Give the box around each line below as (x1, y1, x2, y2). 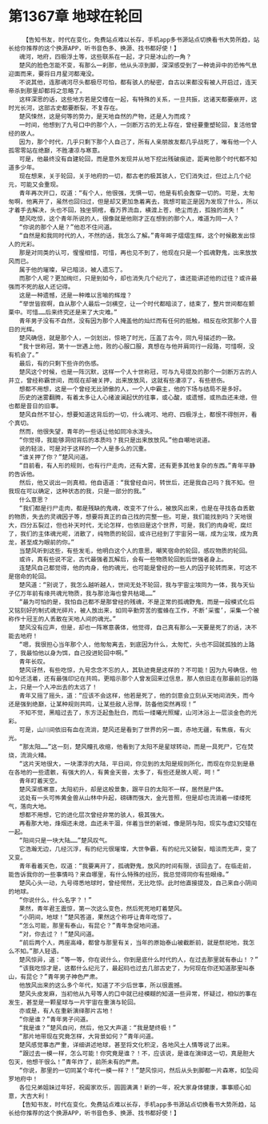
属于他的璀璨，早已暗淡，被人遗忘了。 (18, 265, 126, 273)
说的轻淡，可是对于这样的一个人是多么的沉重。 (18, 444, 150, 453)
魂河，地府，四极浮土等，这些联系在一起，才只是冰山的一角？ (18, 53, 192, 61)
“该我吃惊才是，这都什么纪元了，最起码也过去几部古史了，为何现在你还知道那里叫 (18, 964, 250, 972)
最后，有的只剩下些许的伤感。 (18, 359, 102, 367)
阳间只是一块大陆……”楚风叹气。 (22, 836, 111, 844)
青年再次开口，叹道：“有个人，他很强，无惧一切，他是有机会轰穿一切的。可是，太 (18, 189, 250, 197)
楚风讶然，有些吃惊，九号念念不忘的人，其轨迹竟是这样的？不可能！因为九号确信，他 (18, 666, 258, 674)
